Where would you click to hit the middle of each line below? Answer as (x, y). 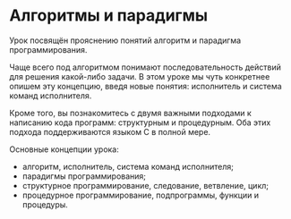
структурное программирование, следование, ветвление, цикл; (145, 185)
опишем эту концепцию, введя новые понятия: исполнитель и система (145, 86)
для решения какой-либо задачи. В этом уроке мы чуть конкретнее (140, 76)
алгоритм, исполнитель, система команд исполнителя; (128, 166)
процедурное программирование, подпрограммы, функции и (141, 195)
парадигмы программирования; (84, 176)
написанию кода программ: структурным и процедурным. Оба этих (140, 122)
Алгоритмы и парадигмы (109, 16)
